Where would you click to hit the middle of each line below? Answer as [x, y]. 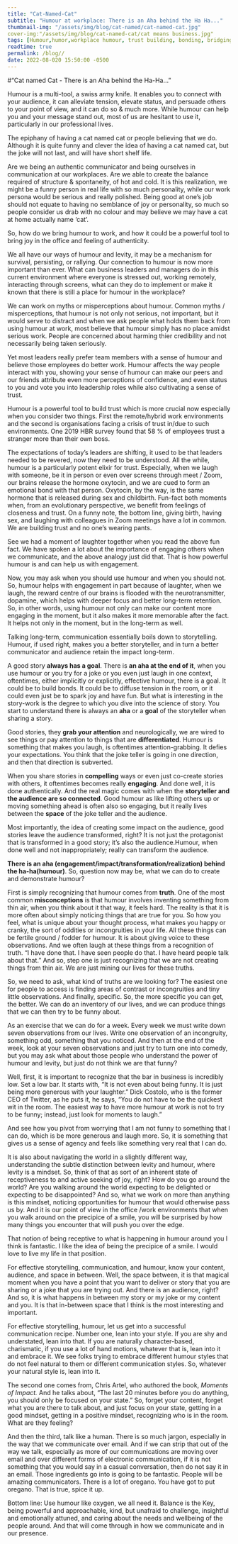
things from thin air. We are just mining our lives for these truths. [101, 968]
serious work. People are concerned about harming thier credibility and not [117, 336]
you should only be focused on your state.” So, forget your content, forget [115, 1400]
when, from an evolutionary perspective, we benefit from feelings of [107, 505]
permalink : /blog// [36, 54]
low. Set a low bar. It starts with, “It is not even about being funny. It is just [115, 1084]
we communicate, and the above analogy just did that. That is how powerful [118, 556]
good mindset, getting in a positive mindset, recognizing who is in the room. [118, 1415]
